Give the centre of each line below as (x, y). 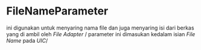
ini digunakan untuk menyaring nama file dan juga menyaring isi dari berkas (100, 28)
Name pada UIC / (27, 40)
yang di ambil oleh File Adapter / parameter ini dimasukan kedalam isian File (101, 34)
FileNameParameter (57, 11)
